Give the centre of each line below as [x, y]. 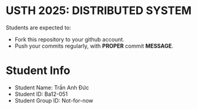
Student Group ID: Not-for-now [54, 100]
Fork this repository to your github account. [69, 39]
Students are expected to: [38, 28]
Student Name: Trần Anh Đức [52, 87]
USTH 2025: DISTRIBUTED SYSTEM [98, 11]
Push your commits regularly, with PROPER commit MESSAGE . [94, 46]
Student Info [38, 71]
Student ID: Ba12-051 [41, 94]
